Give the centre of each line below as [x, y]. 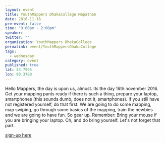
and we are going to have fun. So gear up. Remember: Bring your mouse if [81, 115]
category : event [22, 61]
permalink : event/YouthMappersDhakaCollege [51, 47]
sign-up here [18, 135]
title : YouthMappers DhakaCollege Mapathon [51, 14]
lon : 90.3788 [19, 74]
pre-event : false [23, 24]
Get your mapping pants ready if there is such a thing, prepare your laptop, [82, 94]
